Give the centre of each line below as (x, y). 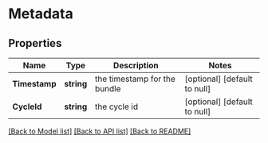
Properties (35, 43)
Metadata (41, 14)
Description (136, 66)
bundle (108, 89)
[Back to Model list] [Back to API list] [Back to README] (100, 131)
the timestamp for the (135, 79)
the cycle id (116, 106)
